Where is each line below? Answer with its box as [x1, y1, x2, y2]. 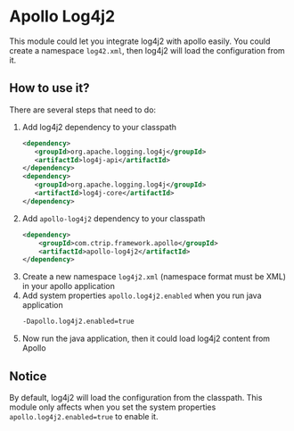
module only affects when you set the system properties [9, 402, 216, 412]
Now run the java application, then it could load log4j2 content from [21, 333, 270, 344]
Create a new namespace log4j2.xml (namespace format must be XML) [21, 271, 287, 282]
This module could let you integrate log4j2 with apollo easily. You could [9, 36, 271, 46]
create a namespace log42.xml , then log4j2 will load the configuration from [9, 45, 285, 55]
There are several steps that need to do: [9, 104, 157, 115]
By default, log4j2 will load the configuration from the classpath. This [9, 392, 263, 402]
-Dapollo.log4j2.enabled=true [21, 317, 135, 327]
